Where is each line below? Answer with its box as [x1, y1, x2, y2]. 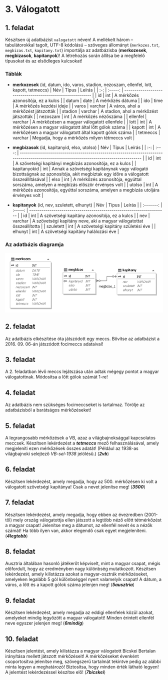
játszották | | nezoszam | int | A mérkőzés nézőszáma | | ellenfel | [12, 113, 147, 119]
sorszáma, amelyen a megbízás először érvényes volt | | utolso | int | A [12, 181, 158, 188]
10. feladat [5, 634, 38, 643]
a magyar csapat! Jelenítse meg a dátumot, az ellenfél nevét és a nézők [5, 522, 153, 528]
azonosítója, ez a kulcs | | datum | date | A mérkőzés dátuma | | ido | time [12, 97, 163, 103]
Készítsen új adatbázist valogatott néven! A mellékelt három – [5, 36, 133, 42]
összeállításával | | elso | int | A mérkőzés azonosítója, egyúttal [12, 176, 141, 182]
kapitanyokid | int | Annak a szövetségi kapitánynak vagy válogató [12, 166, 148, 172]
